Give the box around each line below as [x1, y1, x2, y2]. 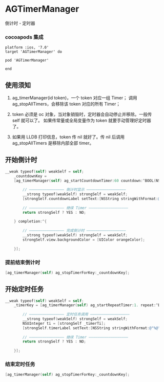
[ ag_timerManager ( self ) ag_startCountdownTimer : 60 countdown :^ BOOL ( [14, 178, 156, 183]
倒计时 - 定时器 [5, 20, 36, 26]
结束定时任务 [5, 361, 36, 368]
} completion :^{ [14, 219, 47, 224]
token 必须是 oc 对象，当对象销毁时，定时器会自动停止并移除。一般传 [12, 112, 152, 117]
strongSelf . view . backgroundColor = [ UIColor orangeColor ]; [22, 237, 145, 242]
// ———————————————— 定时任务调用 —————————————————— [22, 312, 130, 317]
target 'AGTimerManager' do [5, 49, 62, 54]
